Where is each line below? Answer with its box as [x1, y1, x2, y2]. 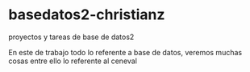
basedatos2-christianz [8, 6, 165, 24]
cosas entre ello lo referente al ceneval [8, 56, 137, 66]
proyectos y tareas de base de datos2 [8, 32, 135, 42]
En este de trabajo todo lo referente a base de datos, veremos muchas [8, 47, 243, 57]
